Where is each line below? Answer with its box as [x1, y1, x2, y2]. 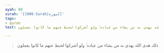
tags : [5, 16, 16, 21]
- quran [5, 20, 21, 26]
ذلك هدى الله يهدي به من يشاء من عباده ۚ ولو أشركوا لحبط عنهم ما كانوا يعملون [17, 42, 159, 48]
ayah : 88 [5, 7, 23, 12]
